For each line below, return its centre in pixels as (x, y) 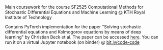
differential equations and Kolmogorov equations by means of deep (73, 32)
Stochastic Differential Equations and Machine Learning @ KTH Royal (75, 12)
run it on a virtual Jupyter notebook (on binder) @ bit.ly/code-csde (72, 42)
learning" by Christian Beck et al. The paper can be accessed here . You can (82, 37)
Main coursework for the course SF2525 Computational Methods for (74, 7)
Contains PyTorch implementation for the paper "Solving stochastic (73, 27)
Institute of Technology (28, 17)
